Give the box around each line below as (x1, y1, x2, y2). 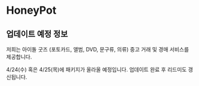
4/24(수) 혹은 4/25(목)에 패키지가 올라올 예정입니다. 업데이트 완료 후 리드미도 (6, 66, 187, 73)
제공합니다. (6, 53, 32, 60)
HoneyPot (6, 4, 57, 17)
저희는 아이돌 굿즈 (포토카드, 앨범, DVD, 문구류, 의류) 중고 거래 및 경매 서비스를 (6, 46, 189, 53)
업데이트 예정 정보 (6, 29, 68, 39)
